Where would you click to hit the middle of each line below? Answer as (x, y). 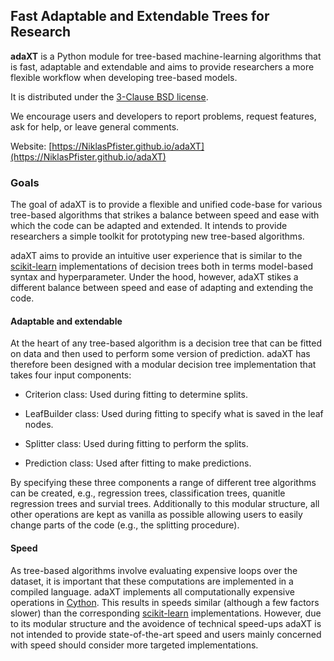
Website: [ (31, 146)
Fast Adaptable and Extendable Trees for (140, 16)
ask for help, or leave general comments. (95, 126)
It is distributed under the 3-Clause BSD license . (109, 96)
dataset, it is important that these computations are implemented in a (152, 581)
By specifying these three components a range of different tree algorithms (163, 483)
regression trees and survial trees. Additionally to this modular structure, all (165, 504)
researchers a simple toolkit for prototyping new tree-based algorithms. (157, 236)
